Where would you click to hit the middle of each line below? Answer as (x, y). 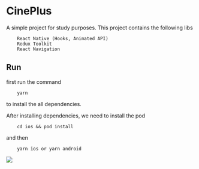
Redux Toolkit (34, 44)
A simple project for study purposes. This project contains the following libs (99, 28)
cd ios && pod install (45, 126)
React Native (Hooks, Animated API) (63, 38)
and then (17, 138)
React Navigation (39, 49)
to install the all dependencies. (44, 104)
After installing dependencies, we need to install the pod (76, 116)
